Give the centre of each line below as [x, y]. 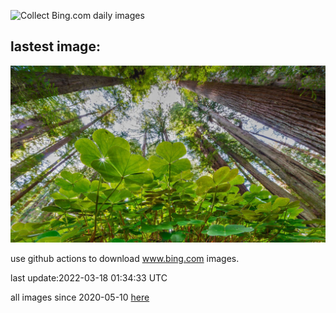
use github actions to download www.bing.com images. [125, 259]
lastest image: [55, 46]
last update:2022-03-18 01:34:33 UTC [89, 278]
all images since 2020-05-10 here [80, 297]
